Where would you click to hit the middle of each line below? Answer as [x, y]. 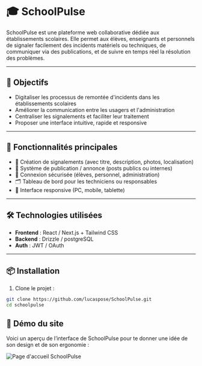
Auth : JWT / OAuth [39, 246]
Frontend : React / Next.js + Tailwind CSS [66, 233]
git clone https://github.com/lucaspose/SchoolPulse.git [79, 299]
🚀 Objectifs [27, 83]
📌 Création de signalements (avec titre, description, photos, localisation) [104, 162]
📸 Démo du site [35, 324]
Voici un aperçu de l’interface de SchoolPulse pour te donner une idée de [97, 338]
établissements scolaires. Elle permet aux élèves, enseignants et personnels [101, 39]
